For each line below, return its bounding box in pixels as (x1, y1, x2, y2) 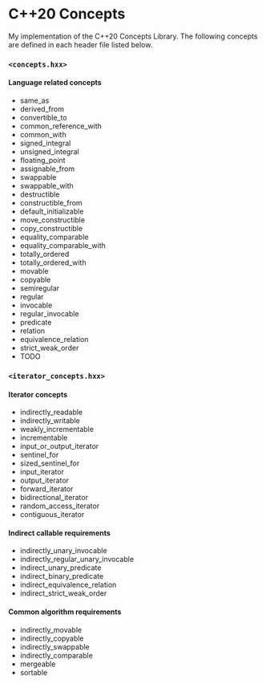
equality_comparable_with (19, 241, 107, 250)
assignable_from (19, 164, 75, 173)
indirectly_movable (19, 625, 83, 634)
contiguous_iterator (19, 510, 85, 519)
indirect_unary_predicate (19, 563, 102, 572)
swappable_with (19, 181, 74, 191)
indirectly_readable (19, 407, 83, 417)
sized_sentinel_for (19, 458, 80, 468)
